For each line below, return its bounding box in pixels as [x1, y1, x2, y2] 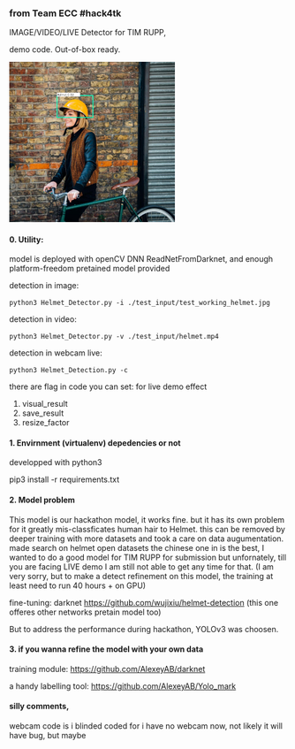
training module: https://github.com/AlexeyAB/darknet [9, 663, 206, 674]
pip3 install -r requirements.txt [9, 474, 120, 485]
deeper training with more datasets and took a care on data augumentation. [9, 533, 284, 544]
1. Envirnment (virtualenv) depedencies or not [9, 437, 181, 448]
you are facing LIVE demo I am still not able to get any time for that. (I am [9, 561, 274, 572]
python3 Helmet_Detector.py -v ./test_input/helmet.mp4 [9, 332, 219, 341]
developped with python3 [9, 457, 103, 468]
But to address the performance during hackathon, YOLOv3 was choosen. [9, 623, 279, 634]
